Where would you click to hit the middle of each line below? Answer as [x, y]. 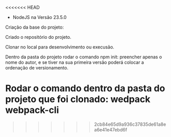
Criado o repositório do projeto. [38, 37]
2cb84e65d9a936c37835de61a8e [130, 124]
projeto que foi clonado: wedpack [78, 99]
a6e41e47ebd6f [111, 129]
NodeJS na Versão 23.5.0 [40, 17]
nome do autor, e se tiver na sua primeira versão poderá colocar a [75, 62]
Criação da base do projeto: [34, 27]
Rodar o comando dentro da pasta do [85, 88]
